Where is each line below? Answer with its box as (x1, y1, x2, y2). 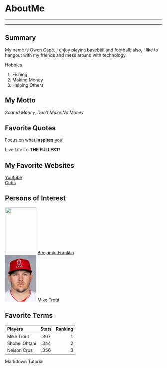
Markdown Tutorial (5, 358, 44, 364)
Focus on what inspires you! (5, 137, 64, 143)
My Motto (5, 96, 36, 105)
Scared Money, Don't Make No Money (5, 109, 83, 115)
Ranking (55, 326, 74, 332)
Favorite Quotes (5, 124, 56, 132)
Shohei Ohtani (7, 340, 36, 346)
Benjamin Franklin (37, 250, 74, 255)
